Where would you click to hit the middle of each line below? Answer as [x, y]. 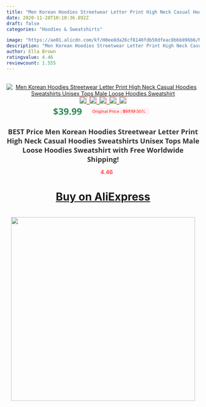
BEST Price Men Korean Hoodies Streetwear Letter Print [103, 131]
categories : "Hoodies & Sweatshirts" [55, 29]
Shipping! [103, 159]
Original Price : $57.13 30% [119, 111]
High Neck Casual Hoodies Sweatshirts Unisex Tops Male [103, 141]
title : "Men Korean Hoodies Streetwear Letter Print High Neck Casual [98, 12]
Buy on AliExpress [103, 197]
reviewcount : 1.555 [31, 63]
